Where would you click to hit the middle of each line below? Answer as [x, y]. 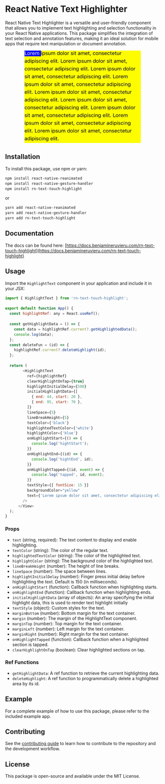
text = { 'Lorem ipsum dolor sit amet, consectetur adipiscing [90, 495]
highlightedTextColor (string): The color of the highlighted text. [77, 555]
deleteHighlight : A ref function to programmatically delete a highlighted [85, 678]
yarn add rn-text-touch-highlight [41, 218]
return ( [18, 366]
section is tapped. [30, 645]
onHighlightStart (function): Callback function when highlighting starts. [85, 587]
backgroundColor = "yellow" [53, 490]
